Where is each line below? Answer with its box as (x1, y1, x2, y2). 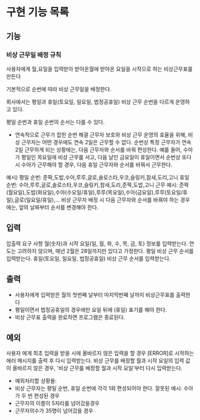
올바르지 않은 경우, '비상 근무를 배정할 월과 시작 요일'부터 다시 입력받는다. (12, 364, 183, 372)
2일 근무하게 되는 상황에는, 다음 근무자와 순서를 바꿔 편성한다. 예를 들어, (14, 146, 182, 153)
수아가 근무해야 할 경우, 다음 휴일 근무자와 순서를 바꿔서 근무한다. (21, 161, 173, 168)
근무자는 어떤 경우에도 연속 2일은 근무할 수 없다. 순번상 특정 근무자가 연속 (21, 138, 192, 145)
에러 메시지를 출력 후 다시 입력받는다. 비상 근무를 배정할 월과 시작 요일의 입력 (6, 357, 184, 364)
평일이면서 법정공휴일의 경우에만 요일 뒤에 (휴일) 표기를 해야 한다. (14, 306, 167, 313)
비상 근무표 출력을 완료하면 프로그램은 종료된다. (14, 314, 125, 321)
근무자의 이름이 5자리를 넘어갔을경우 (14, 400, 100, 407)
